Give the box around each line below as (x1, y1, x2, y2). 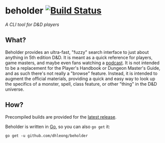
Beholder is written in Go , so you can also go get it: (5, 124, 111, 130)
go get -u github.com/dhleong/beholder (5, 133, 88, 138)
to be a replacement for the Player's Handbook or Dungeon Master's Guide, (5, 65, 161, 71)
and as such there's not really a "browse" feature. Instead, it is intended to (5, 70, 158, 76)
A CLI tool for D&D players (5, 21, 59, 27)
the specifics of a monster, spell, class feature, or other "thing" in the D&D (5, 81, 157, 87)
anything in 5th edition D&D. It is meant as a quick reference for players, (5, 54, 153, 60)
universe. (5, 86, 24, 92)
